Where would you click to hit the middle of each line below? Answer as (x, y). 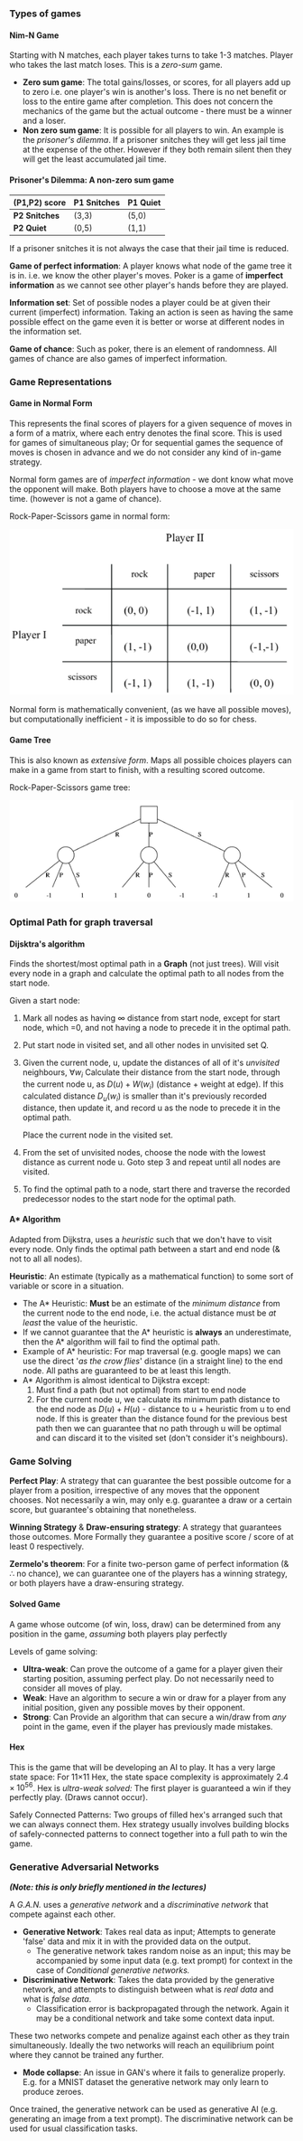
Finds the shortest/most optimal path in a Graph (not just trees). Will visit (144, 964)
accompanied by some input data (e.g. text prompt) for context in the (164, 1960)
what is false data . (57, 1999)
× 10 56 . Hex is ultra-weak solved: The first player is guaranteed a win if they (150, 1787)
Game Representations (61, 382)
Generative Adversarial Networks (84, 1867)
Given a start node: (45, 1001)
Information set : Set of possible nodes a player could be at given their (140, 302)
